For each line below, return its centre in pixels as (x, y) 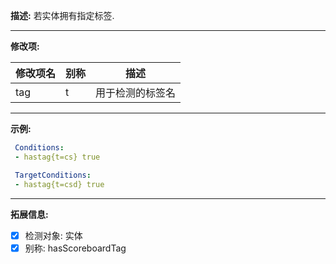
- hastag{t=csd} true (59, 184)
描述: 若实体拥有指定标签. (62, 15)
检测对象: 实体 (53, 235)
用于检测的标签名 (136, 92)
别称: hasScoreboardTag (75, 248)
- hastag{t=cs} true (57, 157)
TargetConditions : (53, 175)
